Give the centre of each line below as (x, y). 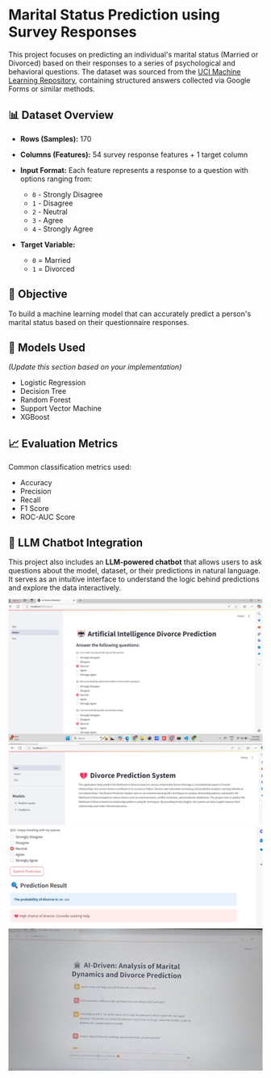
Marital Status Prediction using (114, 15)
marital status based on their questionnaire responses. (99, 322)
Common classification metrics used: (70, 467)
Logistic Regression (53, 383)
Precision (35, 492)
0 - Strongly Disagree (67, 194)
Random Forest (45, 400)
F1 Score (35, 509)
